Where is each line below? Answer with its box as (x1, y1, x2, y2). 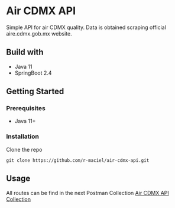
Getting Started (6, 87, 64, 97)
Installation (6, 132, 40, 140)
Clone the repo (6, 146, 43, 153)
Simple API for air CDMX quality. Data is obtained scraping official (6, 24, 167, 31)
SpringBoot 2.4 (14, 69, 52, 76)
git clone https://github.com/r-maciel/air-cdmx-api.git (6, 157, 150, 164)
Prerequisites (6, 104, 46, 113)
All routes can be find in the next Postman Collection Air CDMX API (6, 189, 170, 196)
